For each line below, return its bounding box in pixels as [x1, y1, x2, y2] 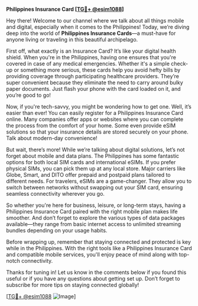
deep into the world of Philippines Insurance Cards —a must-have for [6, 30, 176, 37]
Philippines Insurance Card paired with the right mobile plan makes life [6, 208, 178, 215]
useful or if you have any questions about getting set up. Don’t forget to [6, 275, 180, 282]
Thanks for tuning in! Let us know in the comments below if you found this [6, 269, 187, 276]
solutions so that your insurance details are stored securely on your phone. [6, 128, 189, 135]
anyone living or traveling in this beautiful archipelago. [6, 36, 138, 43]
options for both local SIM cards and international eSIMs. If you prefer [6, 159, 176, 165]
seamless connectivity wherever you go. [6, 190, 105, 197]
